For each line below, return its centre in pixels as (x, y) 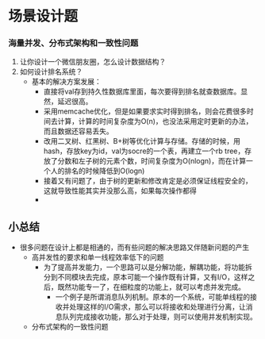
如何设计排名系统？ (51, 71)
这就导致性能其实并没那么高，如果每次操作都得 (120, 191)
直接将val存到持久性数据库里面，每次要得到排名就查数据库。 (142, 91)
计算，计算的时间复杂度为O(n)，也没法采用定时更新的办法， (155, 121)
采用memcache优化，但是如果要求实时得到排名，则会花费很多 (145, 111)
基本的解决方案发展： (66, 82)
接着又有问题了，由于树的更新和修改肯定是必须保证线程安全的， (148, 181)
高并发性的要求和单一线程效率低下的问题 (98, 257)
